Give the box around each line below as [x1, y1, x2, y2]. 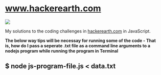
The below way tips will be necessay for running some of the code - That [5, 37, 156, 43]
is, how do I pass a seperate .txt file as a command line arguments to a [5, 42, 151, 49]
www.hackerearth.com [5, 3, 101, 14]
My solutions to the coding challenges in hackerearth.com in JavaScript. [5, 28, 151, 34]
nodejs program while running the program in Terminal [5, 48, 118, 54]
